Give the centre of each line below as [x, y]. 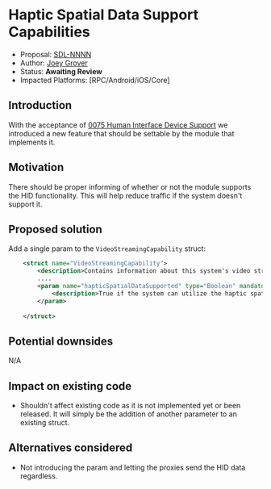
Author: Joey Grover [54, 63]
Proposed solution [55, 229]
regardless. [39, 476]
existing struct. [45, 422]
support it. [25, 204]
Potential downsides [61, 341]
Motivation [36, 167]
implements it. [32, 142]
